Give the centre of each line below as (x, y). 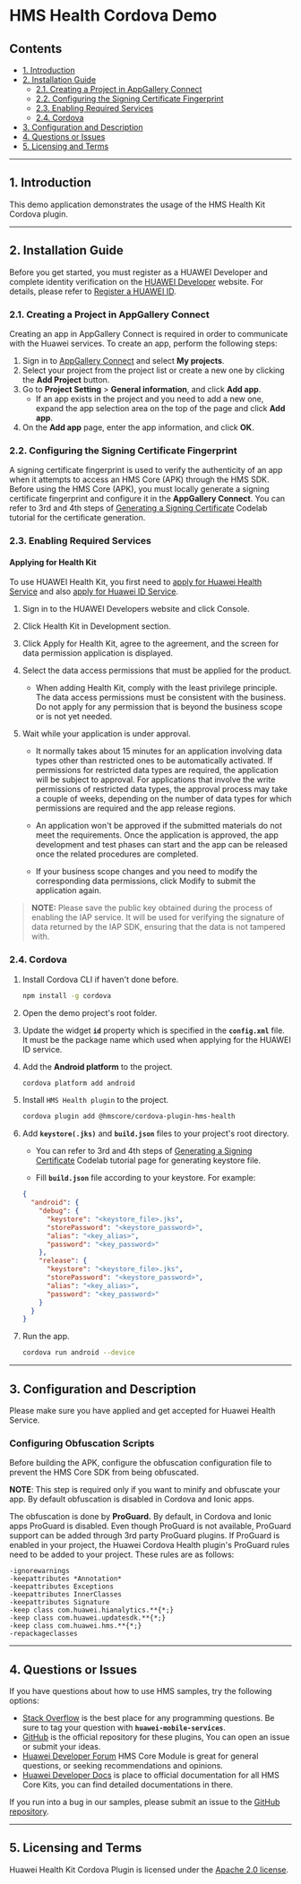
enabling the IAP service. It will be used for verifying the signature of (158, 917)
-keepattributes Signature (60, 1603)
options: (25, 1701)
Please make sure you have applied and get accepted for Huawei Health (142, 1410)
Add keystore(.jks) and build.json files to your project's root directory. (155, 1133)
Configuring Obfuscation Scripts (82, 1443)
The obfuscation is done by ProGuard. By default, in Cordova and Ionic (141, 1517)
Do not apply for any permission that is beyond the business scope (159, 707)
